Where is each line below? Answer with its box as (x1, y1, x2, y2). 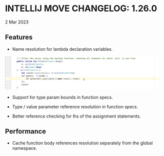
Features (5, 33, 33, 41)
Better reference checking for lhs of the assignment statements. (12, 113, 141, 119)
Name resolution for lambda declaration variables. (12, 46, 113, 52)
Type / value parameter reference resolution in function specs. (12, 103, 138, 110)
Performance (5, 127, 46, 136)
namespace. (12, 145, 38, 151)
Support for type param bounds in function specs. (12, 94, 113, 100)
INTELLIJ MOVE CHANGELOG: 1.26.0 (5, 3, 157, 14)
